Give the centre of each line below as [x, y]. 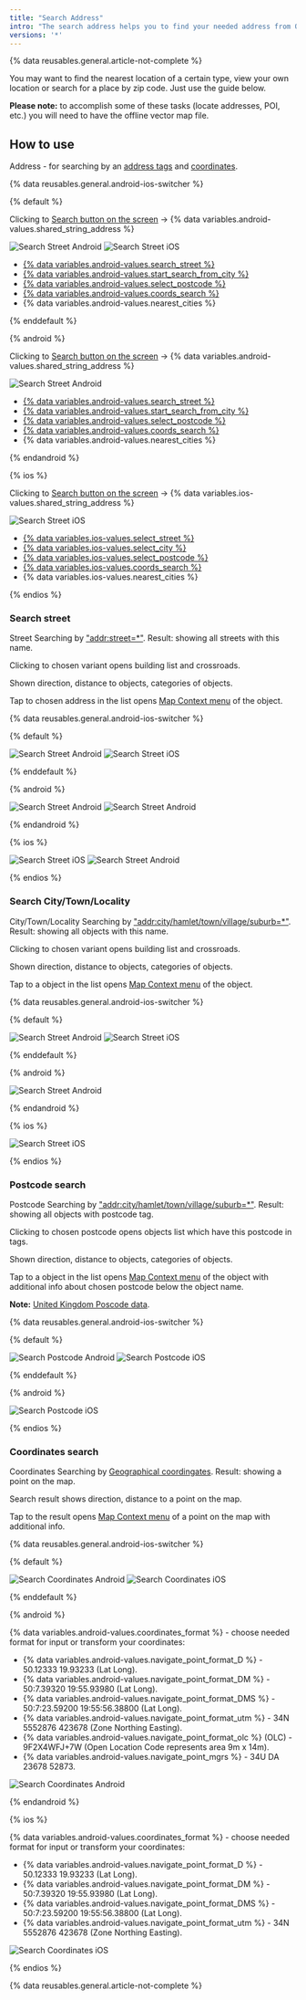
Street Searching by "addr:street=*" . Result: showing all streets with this [144, 638]
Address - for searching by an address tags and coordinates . [124, 166]
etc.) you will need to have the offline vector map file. [109, 116]
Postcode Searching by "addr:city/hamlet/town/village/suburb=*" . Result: [147, 1205]
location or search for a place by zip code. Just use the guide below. [138, 89]
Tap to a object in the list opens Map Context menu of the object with [139, 1277]
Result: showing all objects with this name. [89, 931]
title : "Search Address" [56, 18]
